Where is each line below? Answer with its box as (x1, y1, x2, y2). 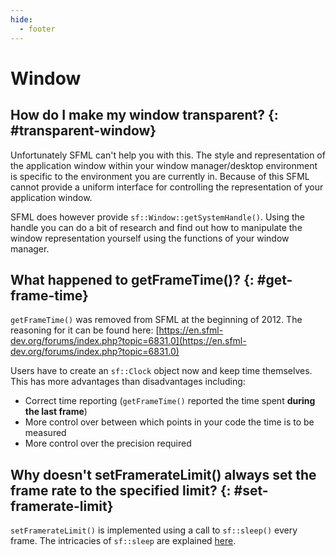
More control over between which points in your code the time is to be (24, 416, 315, 428)
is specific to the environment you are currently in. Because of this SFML (10, 170, 310, 182)
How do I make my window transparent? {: (10, 107, 279, 124)
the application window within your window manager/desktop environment (10, 159, 318, 171)
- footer (19, 24, 56, 34)
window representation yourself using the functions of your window (10, 232, 290, 244)
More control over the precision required (24, 437, 192, 450)
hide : (10, 14, 33, 25)
